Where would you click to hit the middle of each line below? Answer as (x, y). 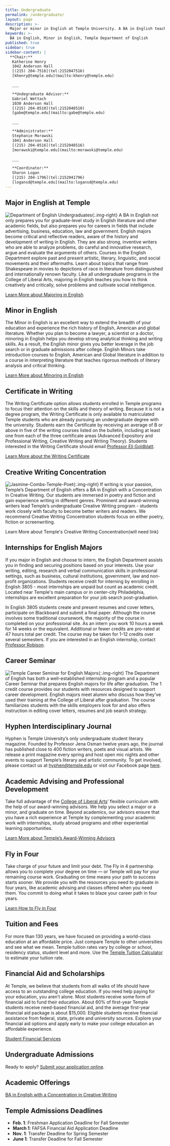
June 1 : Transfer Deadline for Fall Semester (57, 1139)
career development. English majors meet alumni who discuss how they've (83, 694)
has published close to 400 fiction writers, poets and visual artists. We (78, 750)
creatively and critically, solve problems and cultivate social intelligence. (80, 285)
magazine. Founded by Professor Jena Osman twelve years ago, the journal (84, 744)
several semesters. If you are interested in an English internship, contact (80, 639)
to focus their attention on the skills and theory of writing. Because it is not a (85, 409)
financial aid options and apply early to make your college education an (80, 1023)
